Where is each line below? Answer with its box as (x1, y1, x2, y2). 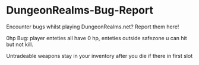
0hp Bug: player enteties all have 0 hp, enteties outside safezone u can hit (6, 34, 187, 41)
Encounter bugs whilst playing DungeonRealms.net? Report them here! (6, 23, 179, 30)
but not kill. (6, 41, 34, 48)
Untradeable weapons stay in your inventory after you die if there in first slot (6, 52, 193, 59)
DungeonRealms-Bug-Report (6, 4, 153, 17)
